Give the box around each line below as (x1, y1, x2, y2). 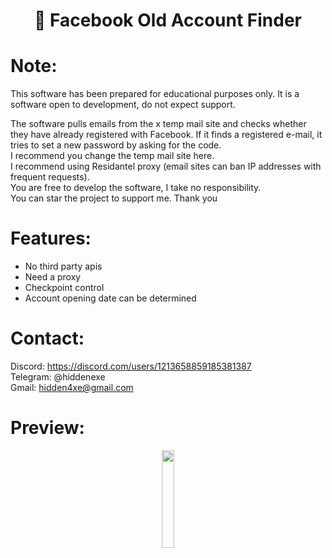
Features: (10, 227, 92, 250)
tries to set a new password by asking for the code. (10, 139, 222, 151)
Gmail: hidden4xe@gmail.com (10, 382, 134, 393)
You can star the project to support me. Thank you (10, 192, 218, 204)
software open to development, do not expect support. (10, 99, 236, 111)
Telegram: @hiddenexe (10, 371, 106, 383)
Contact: (10, 327, 85, 350)
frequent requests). (10, 171, 90, 183)
